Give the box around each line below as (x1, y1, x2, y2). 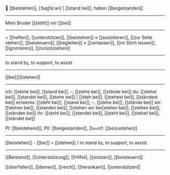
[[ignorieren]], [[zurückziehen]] (5, 45, 71, 51)
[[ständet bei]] (5, 115, 35, 121)
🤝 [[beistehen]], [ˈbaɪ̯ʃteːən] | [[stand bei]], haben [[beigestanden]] (5, 5, 143, 11)
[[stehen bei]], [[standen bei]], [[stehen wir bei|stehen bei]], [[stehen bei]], (5, 105, 161, 110)
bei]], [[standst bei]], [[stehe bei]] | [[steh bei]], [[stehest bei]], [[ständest (5, 94, 158, 100)
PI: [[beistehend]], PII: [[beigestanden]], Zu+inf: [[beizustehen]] (5, 125, 138, 131)
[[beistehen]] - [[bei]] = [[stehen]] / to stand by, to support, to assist (5, 140, 147, 146)
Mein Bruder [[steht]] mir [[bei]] (5, 20, 71, 26)
